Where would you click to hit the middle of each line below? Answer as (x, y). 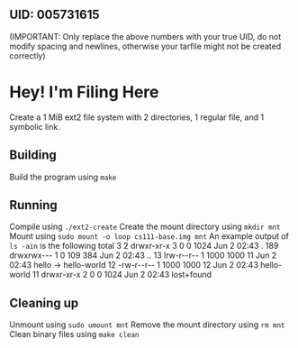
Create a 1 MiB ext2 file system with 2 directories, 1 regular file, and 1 (136, 117)
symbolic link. (35, 126)
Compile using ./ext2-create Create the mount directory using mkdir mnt (145, 227)
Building (33, 156)
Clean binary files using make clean (74, 334)
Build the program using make (63, 177)
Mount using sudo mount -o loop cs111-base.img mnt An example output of (149, 236)
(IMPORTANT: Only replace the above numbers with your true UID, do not (145, 36)
